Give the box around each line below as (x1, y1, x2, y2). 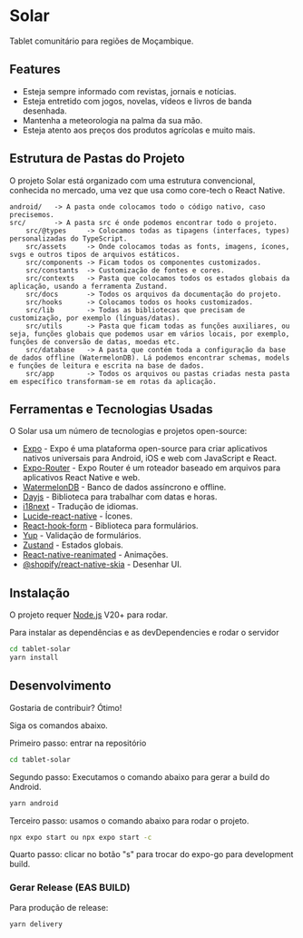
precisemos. (9, 210, 54, 219)
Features (9, 62, 61, 77)
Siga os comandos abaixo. (9, 719, 109, 731)
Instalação (9, 585, 71, 600)
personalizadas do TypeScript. (9, 233, 128, 243)
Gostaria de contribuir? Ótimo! (9, 702, 122, 713)
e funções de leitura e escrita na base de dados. (9, 360, 205, 370)
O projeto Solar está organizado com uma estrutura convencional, (9, 174, 256, 186)
